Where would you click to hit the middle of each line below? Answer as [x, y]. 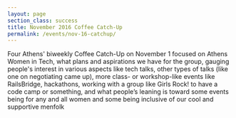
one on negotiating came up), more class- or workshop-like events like [111, 77]
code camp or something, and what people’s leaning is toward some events [118, 92]
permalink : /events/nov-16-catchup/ [62, 34]
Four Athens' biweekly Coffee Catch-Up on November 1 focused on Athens [118, 54]
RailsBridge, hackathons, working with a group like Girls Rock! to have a [113, 84]
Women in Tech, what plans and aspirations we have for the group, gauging [118, 62]
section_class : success [43, 21]
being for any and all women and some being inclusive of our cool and [111, 100]
